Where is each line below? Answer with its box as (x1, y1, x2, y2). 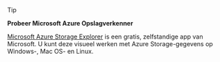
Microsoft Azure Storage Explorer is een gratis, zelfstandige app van (7, 32, 203, 41)
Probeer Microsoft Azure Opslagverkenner (7, 19, 134, 27)
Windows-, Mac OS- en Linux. (7, 48, 94, 55)
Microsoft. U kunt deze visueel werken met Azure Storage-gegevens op (7, 40, 214, 48)
